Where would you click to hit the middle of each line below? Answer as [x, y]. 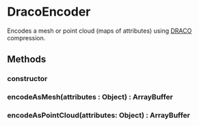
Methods [27, 60]
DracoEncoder [49, 12]
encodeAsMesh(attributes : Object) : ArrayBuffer [90, 97]
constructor [27, 79]
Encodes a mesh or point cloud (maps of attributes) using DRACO [99, 31]
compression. [26, 37]
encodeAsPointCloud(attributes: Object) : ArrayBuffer [98, 115]
